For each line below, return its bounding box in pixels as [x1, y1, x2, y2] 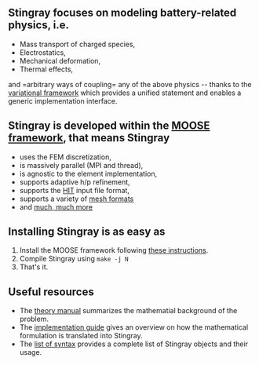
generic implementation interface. [8, 96, 118, 105]
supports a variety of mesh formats [19, 194, 134, 203]
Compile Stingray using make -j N [19, 254, 129, 264]
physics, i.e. [8, 19, 69, 32]
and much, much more [19, 202, 93, 211]
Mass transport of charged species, [19, 39, 136, 49]
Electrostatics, [19, 47, 67, 57]
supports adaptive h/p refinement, [19, 177, 131, 187]
